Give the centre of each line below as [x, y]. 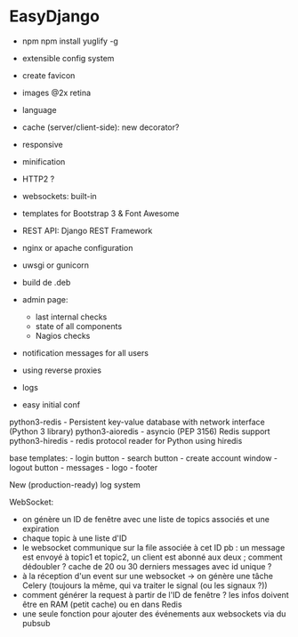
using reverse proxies [62, 370]
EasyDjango [55, 16]
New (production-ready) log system [75, 484]
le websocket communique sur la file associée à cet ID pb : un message [153, 547]
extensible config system [68, 58]
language [39, 109]
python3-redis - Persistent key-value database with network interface [137, 422]
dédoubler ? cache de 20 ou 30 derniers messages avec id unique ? [147, 566]
